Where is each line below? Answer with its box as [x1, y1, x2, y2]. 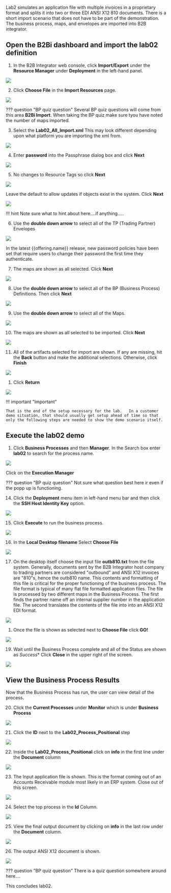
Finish [13, 359, 27, 366]
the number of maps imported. [6, 117, 70, 123]
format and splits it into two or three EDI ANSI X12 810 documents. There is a [6, 10, 166, 16]
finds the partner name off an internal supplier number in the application [13, 596, 165, 602]
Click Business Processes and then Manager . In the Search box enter [13, 444, 161, 451]
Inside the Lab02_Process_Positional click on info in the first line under [13, 749, 164, 755]
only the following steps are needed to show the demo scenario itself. [6, 417, 163, 423]
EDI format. [13, 607, 37, 613]
